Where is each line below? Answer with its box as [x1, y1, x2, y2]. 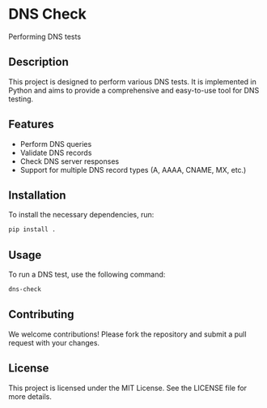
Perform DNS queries [19, 139, 92, 148]
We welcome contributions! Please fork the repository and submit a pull [8, 329, 247, 339]
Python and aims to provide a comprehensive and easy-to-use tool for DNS [8, 85, 260, 95]
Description [8, 55, 69, 69]
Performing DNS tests [8, 32, 82, 41]
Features [8, 118, 54, 131]
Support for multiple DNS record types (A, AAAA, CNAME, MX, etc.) [19, 165, 247, 174]
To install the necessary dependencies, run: [8, 210, 155, 220]
